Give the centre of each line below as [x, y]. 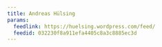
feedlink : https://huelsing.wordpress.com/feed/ [84, 26]
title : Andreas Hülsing [41, 13]
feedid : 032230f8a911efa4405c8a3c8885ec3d [75, 33]
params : [18, 20]
